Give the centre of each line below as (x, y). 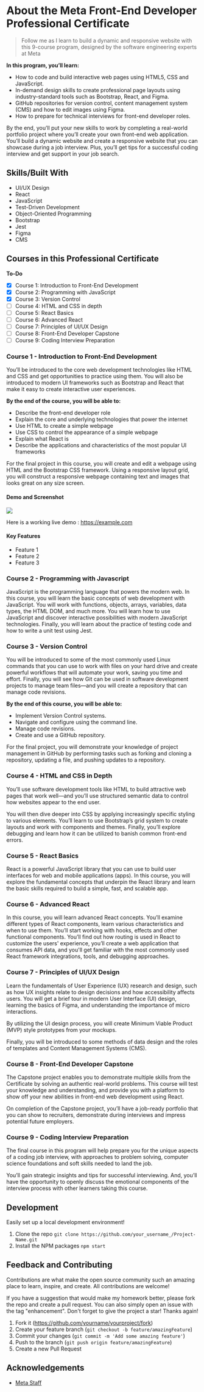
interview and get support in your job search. (63, 154)
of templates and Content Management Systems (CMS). (77, 1048)
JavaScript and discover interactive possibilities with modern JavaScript (97, 618)
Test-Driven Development (47, 207)
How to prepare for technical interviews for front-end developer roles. (103, 116)
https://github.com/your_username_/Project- (139, 1235)
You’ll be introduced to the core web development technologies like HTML (99, 370)
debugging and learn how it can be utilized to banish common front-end (97, 833)
